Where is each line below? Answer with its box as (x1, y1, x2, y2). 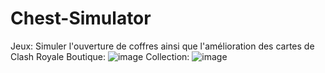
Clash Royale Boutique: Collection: (10, 50, 190, 62)
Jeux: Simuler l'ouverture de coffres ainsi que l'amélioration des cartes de (10, 40, 315, 52)
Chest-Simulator (10, 7, 152, 30)
